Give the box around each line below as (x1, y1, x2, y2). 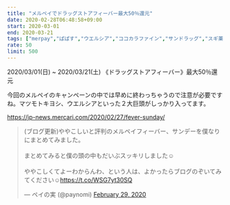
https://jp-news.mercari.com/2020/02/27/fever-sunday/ (7, 113, 166, 121)
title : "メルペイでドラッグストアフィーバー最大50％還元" (7, 10, 153, 17)
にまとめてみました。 (23, 135, 84, 143)
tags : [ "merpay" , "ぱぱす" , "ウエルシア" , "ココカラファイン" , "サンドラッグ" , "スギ (7, 36, 219, 42)
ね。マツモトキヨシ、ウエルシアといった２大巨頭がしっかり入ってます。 (7, 99, 210, 107)
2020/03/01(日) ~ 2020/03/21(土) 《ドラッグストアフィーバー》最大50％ (7, 68, 212, 76)
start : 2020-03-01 (7, 23, 60, 29)
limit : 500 (7, 49, 38, 55)
